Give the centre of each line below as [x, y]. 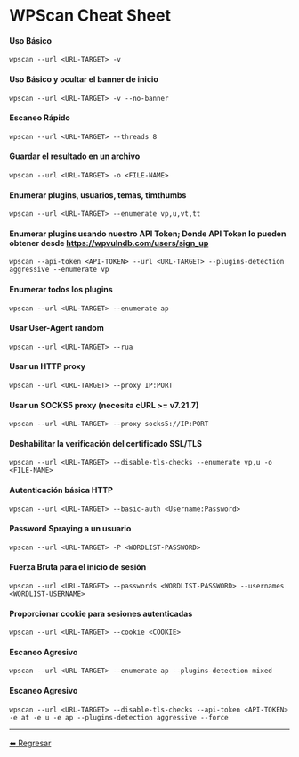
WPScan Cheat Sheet [90, 16]
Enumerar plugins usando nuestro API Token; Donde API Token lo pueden [148, 234]
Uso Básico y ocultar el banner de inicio [84, 79]
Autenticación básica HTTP [61, 490]
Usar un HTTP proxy [48, 366]
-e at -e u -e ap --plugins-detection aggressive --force [119, 717]
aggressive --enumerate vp [59, 270]
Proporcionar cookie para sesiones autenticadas [101, 613]
